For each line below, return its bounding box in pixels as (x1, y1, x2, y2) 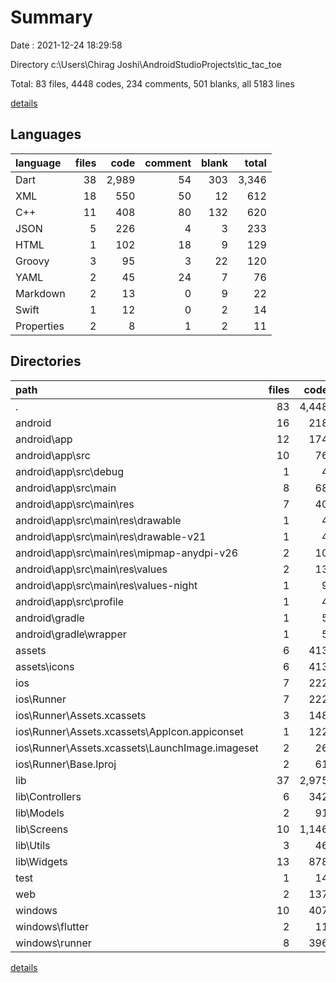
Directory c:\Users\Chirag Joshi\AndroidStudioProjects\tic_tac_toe (10, 58, 282, 70)
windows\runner (15, 936, 92, 950)
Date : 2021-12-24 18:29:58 (10, 39, 123, 51)
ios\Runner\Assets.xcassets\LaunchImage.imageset (15, 741, 259, 755)
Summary (10, 6, 93, 29)
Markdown (15, 286, 66, 300)
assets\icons (15, 659, 75, 673)
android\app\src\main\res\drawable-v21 (15, 529, 207, 543)
